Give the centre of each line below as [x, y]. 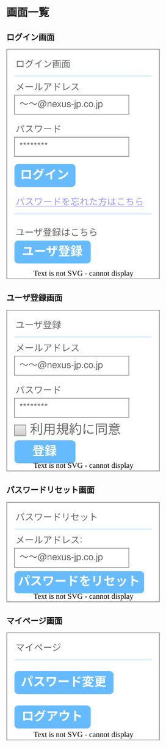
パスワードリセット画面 [50, 490]
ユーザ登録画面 [34, 298]
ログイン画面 [31, 37]
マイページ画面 [34, 621]
